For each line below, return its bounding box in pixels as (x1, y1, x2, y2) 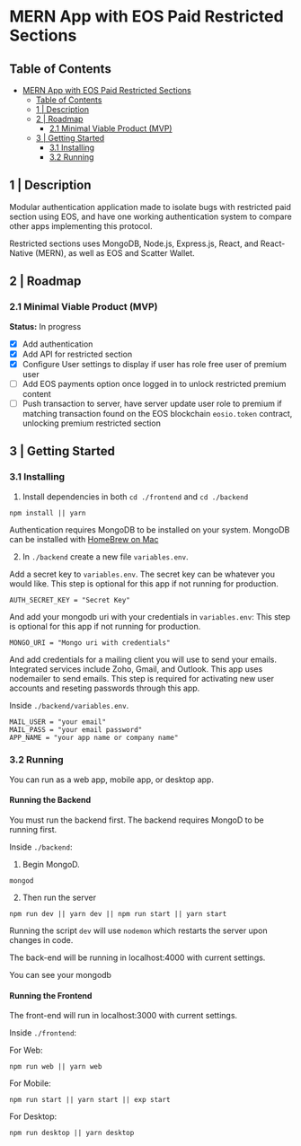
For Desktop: (9, 1111, 58, 1122)
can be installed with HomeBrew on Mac (9, 533, 159, 544)
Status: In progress (9, 321, 82, 331)
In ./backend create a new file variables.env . (22, 551, 189, 562)
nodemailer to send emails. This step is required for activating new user (9, 673, 274, 683)
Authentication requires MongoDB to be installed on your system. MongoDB (9, 524, 290, 535)
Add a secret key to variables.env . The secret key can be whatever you (9, 569, 276, 579)
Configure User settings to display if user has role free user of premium (22, 358, 288, 369)
